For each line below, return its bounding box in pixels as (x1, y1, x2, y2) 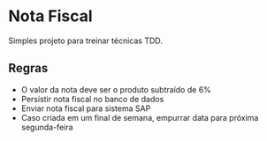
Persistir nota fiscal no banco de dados (20, 93, 164, 104)
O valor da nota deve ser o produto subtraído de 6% (20, 84, 211, 94)
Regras (8, 61, 49, 76)
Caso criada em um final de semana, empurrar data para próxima (20, 112, 259, 122)
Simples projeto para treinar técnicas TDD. (8, 35, 163, 46)
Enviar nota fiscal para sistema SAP (20, 103, 151, 114)
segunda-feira (20, 122, 73, 132)
